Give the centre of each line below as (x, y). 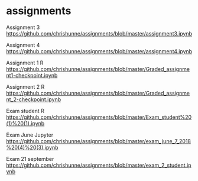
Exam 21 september (30, 159)
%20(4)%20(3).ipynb (32, 147)
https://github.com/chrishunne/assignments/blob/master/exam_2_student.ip (99, 165)
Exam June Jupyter (30, 135)
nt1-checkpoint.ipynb (32, 75)
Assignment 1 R (25, 63)
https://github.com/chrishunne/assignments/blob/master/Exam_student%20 (99, 117)
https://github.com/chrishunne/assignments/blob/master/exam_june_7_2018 (98, 141)
